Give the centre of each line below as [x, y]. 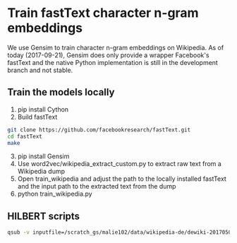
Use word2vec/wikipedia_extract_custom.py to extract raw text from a [120, 164]
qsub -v [19, 232]
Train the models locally [61, 92]
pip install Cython [43, 109]
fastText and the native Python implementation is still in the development [113, 62]
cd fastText [25, 136]
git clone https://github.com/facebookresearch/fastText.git [99, 130]
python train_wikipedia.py [55, 194]
